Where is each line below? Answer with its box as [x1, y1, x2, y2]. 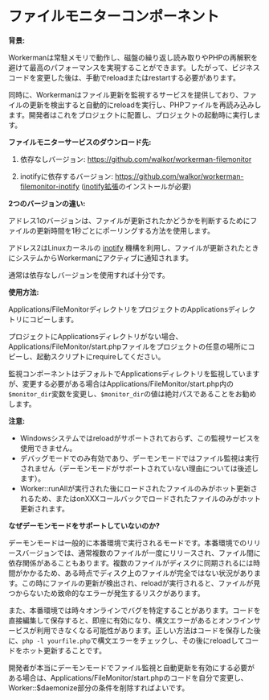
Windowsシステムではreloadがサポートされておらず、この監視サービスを [19, 433, 261, 443]
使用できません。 [19, 443, 77, 453]
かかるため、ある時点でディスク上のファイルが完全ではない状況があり [22, 568, 255, 578]
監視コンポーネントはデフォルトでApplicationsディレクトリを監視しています [8, 368, 260, 379]
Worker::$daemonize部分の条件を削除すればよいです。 [8, 682, 190, 693]
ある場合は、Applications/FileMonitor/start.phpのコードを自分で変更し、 [8, 673, 248, 682]
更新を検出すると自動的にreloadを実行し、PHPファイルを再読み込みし [29, 100, 262, 110]
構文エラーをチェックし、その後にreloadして [97, 636, 245, 645]
